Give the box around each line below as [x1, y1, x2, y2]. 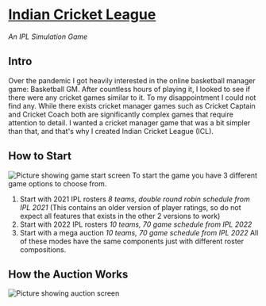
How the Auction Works [8, 267, 129, 281]
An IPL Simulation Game [8, 32, 88, 41]
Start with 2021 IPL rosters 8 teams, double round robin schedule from [19, 194, 250, 204]
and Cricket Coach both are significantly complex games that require [8, 109, 234, 119]
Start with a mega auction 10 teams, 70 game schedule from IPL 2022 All [19, 228, 259, 237]
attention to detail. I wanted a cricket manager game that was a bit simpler [8, 117, 251, 128]
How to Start [8, 149, 71, 163]
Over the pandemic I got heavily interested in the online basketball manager [8, 75, 256, 85]
